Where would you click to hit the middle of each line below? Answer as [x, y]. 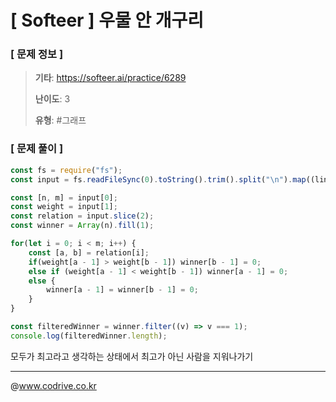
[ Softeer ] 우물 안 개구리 [107, 20]
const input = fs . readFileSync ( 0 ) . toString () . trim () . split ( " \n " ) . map [158, 179]
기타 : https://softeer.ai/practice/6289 [110, 78]
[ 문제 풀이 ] [37, 149]
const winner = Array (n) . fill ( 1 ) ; [82, 226]
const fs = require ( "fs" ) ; [66, 170]
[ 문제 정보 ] [37, 54]
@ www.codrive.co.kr [53, 385]
